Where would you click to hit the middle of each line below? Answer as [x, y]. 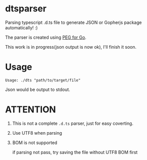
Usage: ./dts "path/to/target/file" [43, 80]
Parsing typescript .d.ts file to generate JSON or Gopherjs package [73, 22]
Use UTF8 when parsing [37, 133]
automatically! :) [22, 27]
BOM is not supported [35, 143]
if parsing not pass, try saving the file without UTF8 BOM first [75, 152]
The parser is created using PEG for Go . [46, 37]
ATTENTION [30, 110]
